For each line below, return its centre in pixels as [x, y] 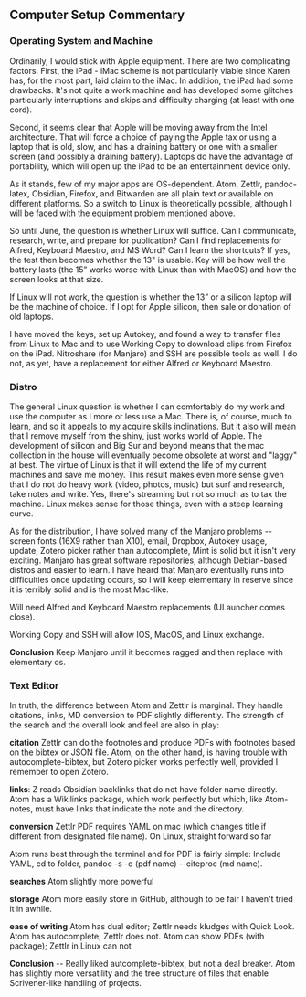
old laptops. [32, 316]
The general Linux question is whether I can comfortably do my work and [148, 407]
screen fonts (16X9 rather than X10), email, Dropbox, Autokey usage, [138, 541]
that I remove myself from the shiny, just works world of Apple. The [136, 435]
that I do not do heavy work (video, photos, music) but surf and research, [148, 484]
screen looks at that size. [57, 279]
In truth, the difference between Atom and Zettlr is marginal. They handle [146, 705]
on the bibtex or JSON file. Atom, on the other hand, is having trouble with [148, 752]
